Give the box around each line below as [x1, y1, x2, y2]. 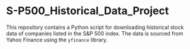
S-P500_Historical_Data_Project [6, 4, 169, 18]
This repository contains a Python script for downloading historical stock [6, 24, 184, 31]
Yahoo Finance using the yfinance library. [6, 36, 108, 43]
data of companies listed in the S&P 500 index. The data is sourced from [6, 30, 183, 37]
